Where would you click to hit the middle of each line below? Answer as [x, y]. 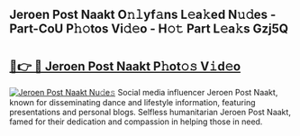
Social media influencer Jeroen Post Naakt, [198, 92]
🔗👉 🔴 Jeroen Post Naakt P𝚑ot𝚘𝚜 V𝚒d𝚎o [125, 66]
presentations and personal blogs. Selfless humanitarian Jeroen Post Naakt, [150, 112]
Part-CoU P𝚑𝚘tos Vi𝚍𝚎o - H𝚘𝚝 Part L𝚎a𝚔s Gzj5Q [149, 29]
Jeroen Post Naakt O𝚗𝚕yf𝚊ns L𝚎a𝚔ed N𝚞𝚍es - [143, 15]
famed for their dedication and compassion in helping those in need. [136, 122]
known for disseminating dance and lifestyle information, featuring [132, 102]
